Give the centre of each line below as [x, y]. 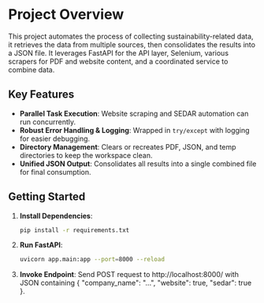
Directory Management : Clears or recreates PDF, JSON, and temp [128, 146]
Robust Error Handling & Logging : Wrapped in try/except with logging [134, 130]
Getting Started [47, 197]
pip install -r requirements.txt [74, 230]
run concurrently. [48, 122]
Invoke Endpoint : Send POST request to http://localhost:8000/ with [129, 275]
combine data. [32, 69]
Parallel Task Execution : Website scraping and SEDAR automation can [134, 113]
